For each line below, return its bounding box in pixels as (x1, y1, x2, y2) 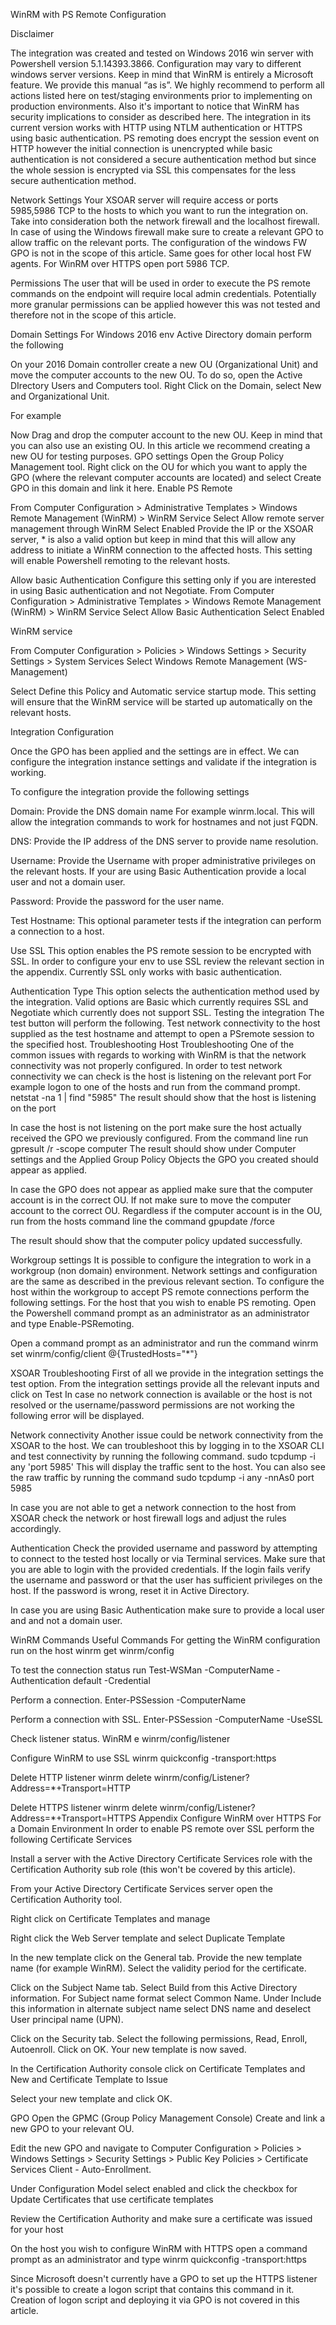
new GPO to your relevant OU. (10, 2123, 135, 2134)
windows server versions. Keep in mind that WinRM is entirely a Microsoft (10, 69, 314, 80)
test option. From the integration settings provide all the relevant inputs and (10, 1378, 320, 1389)
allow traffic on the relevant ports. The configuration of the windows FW (10, 237, 308, 248)
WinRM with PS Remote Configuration (10, 9, 167, 20)
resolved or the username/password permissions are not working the (10, 1399, 295, 1411)
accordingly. (10, 1523, 62, 1534)
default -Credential (72, 1675, 151, 1686)
